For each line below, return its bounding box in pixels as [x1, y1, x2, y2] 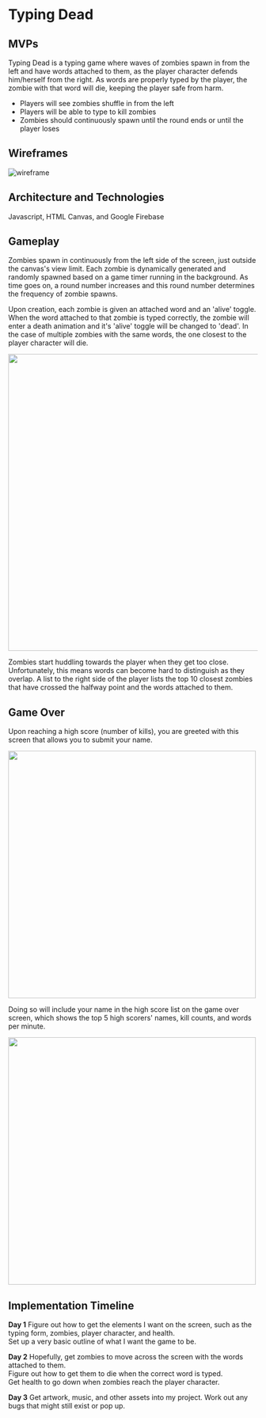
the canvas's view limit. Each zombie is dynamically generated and [8, 264, 226, 274]
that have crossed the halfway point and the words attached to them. [8, 682, 234, 692]
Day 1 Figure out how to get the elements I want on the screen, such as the [8, 1320, 253, 1329]
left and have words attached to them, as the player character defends [8, 67, 238, 76]
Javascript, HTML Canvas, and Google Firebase [8, 211, 165, 221]
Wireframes [8, 146, 69, 160]
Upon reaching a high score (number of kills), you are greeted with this [8, 727, 239, 736]
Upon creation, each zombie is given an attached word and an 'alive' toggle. [8, 305, 256, 314]
